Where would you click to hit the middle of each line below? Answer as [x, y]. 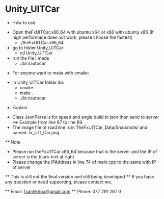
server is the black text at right [43, 157]
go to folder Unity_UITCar [38, 48]
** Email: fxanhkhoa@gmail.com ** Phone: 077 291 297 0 [63, 191]
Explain [20, 107]
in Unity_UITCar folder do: [38, 82]
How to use [24, 23]
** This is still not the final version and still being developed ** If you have [80, 176]
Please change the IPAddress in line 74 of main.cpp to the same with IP [84, 162]
